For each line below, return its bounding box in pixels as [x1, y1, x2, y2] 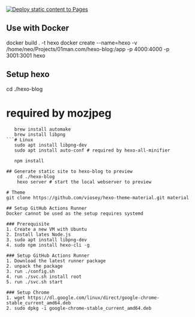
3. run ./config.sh [6, 268, 55, 274]
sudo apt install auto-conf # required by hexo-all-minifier [14, 147, 170, 153]
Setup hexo [6, 69, 50, 79]
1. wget [6, 295, 26, 301]
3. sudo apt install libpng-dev [6, 236, 87, 243]
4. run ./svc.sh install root [6, 274, 82, 280]
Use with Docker [6, 23, 70, 33]
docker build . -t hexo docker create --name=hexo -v [6, 39, 137, 46]
